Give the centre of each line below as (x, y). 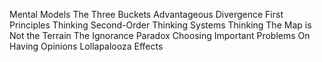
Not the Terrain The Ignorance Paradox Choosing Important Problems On (160, 35)
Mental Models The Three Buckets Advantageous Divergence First (146, 14)
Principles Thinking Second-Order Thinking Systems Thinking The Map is (160, 25)
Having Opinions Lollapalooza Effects (86, 46)
